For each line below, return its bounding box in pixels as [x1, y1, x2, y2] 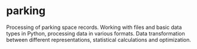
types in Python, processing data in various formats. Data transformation [6, 30, 185, 37]
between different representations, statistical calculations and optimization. [6, 36, 192, 43]
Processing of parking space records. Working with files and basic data [6, 24, 182, 31]
